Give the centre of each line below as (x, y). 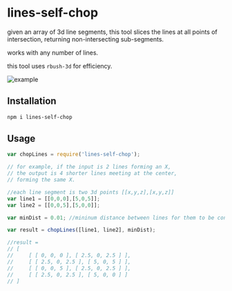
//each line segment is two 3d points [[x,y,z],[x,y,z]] (91, 192)
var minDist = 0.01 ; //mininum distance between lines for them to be (111, 218)
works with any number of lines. (53, 53)
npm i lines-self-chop (40, 117)
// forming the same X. (41, 180)
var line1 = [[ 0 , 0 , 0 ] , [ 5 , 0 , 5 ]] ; (54, 198)
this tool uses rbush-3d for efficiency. (60, 66)
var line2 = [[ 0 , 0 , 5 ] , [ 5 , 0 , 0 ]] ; (54, 205)
